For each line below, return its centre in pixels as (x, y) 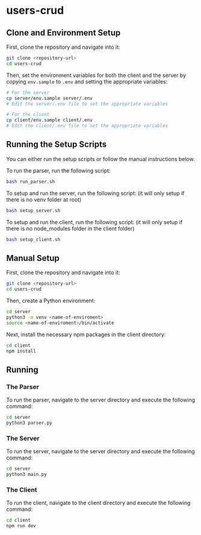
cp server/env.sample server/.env (50, 98)
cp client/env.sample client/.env (50, 120)
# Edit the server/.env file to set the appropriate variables (87, 104)
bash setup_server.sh (33, 210)
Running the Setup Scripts (57, 145)
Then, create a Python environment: (51, 301)
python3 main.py (26, 474)
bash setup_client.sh (33, 239)
